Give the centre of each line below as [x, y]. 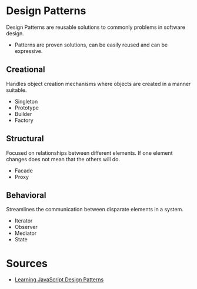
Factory [24, 120]
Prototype [27, 108]
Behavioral [26, 195]
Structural [25, 139]
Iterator [24, 221]
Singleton [26, 101]
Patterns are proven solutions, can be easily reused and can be [91, 45]
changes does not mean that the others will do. [63, 159]
